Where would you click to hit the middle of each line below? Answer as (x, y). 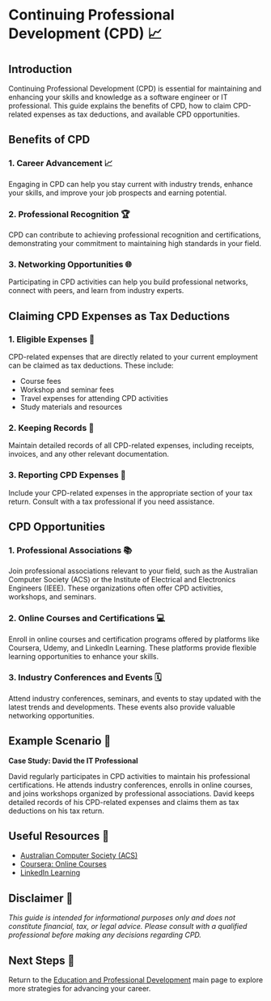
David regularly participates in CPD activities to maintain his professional (129, 776)
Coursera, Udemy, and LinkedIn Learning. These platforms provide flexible (133, 647)
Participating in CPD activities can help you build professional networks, (128, 282)
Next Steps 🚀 (42, 960)
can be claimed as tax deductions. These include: (91, 365)
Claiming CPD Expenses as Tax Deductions (119, 316)
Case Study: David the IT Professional (74, 760)
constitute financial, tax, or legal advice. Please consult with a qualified (128, 926)
